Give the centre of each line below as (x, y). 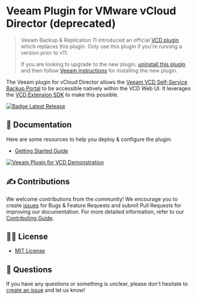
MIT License (30, 251)
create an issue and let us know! (46, 290)
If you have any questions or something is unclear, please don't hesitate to (97, 284)
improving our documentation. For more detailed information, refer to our (95, 212)
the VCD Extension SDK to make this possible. (62, 95)
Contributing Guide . (30, 218)
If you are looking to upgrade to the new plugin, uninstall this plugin (103, 64)
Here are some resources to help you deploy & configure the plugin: (89, 139)
